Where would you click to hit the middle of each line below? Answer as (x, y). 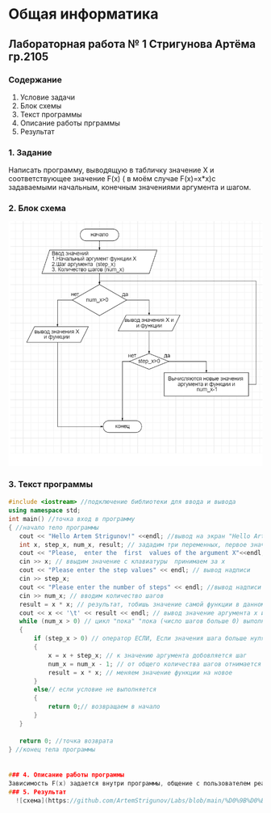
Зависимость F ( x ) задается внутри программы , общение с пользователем (129, 784)
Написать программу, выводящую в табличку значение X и (111, 170)
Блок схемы (41, 105)
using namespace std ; (45, 510)
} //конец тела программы (52, 749)
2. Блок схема (38, 209)
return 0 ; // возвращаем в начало (104, 707)
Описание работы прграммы (70, 123)
